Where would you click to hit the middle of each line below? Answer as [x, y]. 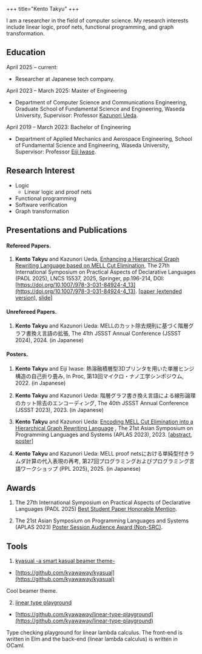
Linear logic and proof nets [58, 192]
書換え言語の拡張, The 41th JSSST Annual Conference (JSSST [103, 334]
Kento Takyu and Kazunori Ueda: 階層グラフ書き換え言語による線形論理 [105, 395]
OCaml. [16, 646]
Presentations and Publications [67, 230]
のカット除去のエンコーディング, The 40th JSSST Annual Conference [102, 403]
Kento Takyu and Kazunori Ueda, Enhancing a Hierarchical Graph [97, 259]
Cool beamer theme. [32, 591]
